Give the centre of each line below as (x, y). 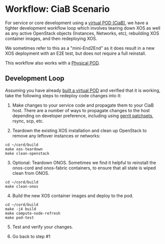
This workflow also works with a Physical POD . (52, 63)
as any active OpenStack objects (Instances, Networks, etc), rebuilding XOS (82, 33)
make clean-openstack (27, 153)
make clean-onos (22, 186)
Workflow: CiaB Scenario (57, 9)
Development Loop (35, 78)
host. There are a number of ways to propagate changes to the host (81, 110)
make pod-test (20, 218)
